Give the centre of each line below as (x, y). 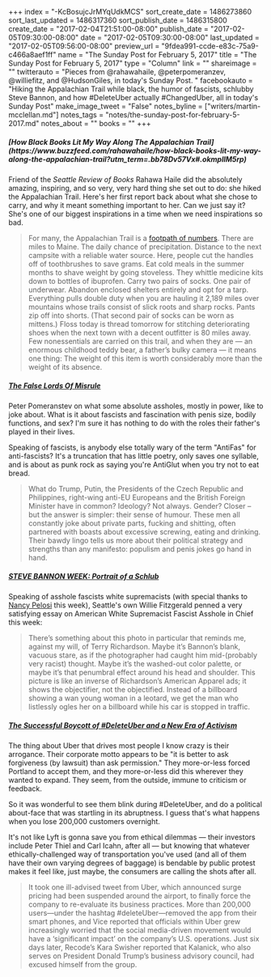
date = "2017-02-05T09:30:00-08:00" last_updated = (170, 37)
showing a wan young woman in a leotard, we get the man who (133, 698)
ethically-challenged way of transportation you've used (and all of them (127, 854)
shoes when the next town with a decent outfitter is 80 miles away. (140, 332)
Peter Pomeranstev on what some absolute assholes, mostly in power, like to (136, 406)
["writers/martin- (233, 106)
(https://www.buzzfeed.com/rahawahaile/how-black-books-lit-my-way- (135, 150)
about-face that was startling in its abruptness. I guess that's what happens (134, 813)
